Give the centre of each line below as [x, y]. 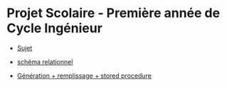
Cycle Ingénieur [54, 28]
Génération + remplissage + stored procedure [84, 76]
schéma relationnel [45, 61]
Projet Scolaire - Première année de [114, 13]
